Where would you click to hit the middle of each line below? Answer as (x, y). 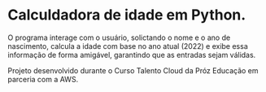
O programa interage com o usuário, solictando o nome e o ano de (119, 37)
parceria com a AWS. (43, 79)
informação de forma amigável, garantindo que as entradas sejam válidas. (132, 55)
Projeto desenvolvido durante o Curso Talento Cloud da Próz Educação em (133, 70)
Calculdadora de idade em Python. (127, 15)
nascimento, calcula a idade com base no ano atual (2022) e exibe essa (128, 46)
